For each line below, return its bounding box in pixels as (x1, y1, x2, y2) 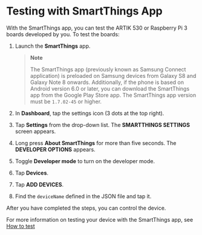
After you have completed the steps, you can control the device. (6, 204, 166, 211)
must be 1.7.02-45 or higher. (30, 98, 102, 105)
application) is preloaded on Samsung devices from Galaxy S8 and (30, 72, 197, 79)
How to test (6, 222, 35, 230)
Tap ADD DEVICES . (15, 181, 64, 188)
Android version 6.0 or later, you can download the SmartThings (30, 85, 190, 92)
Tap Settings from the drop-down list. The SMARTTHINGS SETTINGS (15, 121, 191, 128)
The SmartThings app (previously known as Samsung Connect (30, 65, 186, 73)
